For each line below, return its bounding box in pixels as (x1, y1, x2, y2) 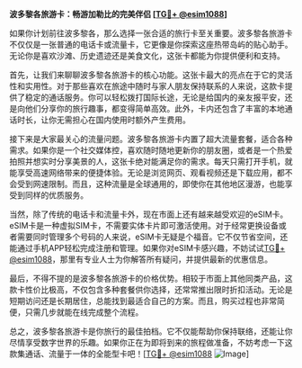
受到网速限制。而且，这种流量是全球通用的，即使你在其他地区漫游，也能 (16, 179, 285, 189)
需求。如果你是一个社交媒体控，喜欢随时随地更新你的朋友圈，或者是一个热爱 (9, 145, 293, 156)
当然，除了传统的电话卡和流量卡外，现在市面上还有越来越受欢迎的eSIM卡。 (9, 209, 289, 220)
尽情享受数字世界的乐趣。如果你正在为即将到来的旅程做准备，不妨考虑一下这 (9, 337, 293, 347)
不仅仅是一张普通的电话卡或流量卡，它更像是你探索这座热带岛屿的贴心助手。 (9, 40, 293, 49)
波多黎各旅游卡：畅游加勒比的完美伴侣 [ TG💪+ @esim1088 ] (9, 9, 227, 19)
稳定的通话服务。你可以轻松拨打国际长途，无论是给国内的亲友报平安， (24, 92, 285, 103)
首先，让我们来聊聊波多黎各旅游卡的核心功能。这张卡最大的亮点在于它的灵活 (9, 69, 293, 80)
